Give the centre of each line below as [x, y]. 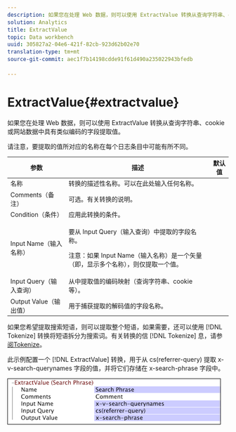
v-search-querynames [40, 368]
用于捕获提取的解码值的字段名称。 [118, 306]
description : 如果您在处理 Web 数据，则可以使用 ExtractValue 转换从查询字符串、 [118, 15]
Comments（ [29, 195]
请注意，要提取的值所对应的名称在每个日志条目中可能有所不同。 [99, 146]
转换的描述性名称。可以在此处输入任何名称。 [133, 183]
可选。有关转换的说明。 [103, 199]
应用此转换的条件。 [96, 214]
